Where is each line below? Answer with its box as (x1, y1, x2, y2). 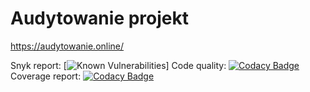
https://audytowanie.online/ (10, 40, 125, 52)
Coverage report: (10, 70, 82, 82)
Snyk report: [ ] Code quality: (10, 59, 227, 71)
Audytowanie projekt (10, 7, 190, 30)
